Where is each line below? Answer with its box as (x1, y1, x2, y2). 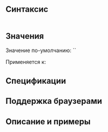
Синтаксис (5, 4, 48, 14)
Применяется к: (5, 59, 46, 66)
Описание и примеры (5, 116, 91, 127)
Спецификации (5, 76, 66, 86)
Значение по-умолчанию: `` (5, 47, 77, 54)
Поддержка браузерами (5, 96, 103, 106)
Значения (5, 31, 44, 41)
